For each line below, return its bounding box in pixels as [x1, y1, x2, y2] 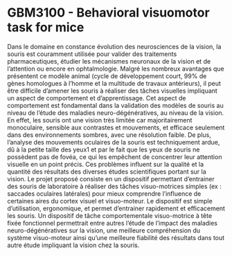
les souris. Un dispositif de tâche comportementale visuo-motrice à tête [7, 211, 213, 219]
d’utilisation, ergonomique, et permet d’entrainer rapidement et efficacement [7, 204, 225, 212]
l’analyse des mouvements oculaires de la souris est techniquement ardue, [7, 138, 220, 146]
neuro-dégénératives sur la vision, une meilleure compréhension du [7, 226, 201, 235]
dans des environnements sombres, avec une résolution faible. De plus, [7, 130, 211, 139]
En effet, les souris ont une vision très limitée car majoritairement [7, 116, 193, 124]
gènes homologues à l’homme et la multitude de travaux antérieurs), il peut [7, 79, 222, 87]
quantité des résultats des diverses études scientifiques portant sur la [7, 167, 206, 176]
